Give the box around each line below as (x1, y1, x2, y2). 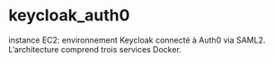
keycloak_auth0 (8, 5, 130, 26)
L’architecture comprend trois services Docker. (8, 43, 181, 54)
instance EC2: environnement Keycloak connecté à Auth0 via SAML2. (8, 35, 266, 45)
